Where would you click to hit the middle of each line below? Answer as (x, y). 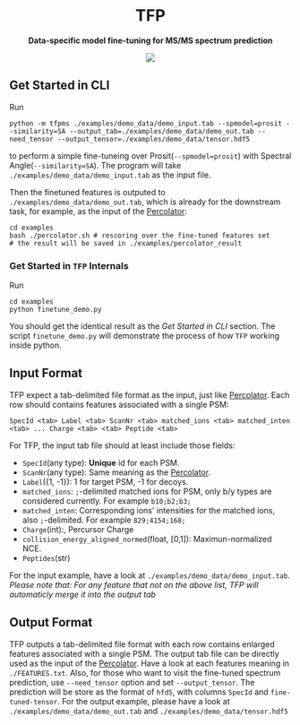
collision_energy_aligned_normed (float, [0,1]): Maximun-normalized (147, 539)
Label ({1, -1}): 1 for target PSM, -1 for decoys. (105, 481)
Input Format (46, 373)
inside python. (36, 345)
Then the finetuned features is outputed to (87, 192)
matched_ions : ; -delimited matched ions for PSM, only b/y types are (147, 491)
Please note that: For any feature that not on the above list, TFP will (134, 584)
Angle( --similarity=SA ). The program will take (95, 165)
